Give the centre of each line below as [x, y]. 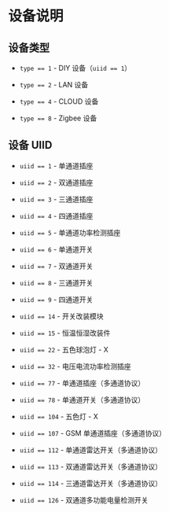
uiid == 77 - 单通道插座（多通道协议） [82, 383]
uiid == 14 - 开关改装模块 [61, 316]
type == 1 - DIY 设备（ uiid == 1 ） [75, 68]
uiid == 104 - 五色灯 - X [59, 416]
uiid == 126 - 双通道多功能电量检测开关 [84, 499]
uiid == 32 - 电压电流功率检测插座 [75, 366]
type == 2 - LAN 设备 [54, 85]
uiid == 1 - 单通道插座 [56, 165]
